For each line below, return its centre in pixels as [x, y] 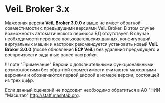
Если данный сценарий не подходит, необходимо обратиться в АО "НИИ [83, 90]
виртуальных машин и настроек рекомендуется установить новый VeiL [82, 44]
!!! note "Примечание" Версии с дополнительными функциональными [79, 64]
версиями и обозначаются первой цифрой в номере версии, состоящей [82, 75]
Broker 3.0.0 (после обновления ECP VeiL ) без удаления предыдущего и [82, 49]
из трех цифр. [20, 80]
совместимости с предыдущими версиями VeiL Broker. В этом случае [80, 28]
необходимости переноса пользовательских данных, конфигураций [78, 39]
